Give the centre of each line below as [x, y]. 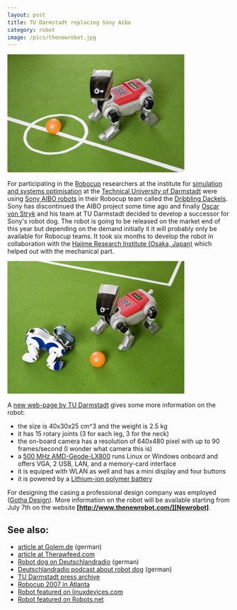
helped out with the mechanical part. [61, 252]
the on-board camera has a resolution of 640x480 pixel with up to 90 [119, 441]
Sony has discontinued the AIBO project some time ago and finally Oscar [113, 206]
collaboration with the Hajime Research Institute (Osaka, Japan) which [110, 244]
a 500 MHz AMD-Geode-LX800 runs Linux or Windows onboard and [117, 457]
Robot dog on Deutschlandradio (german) [78, 562]
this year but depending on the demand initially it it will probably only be [112, 229]
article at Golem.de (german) [60, 547]
